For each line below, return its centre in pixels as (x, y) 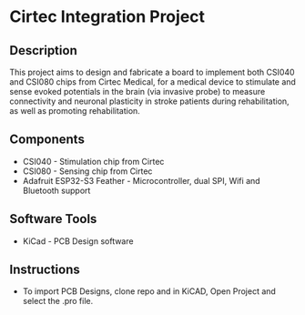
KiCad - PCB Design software (78, 241)
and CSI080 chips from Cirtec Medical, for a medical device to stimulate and (152, 82)
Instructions (45, 270)
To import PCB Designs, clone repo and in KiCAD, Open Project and (149, 291)
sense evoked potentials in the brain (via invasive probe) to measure (137, 91)
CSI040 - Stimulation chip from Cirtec (93, 161)
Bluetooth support (56, 190)
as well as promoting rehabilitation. (75, 111)
